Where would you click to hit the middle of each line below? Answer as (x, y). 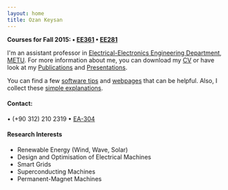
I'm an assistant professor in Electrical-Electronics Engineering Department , (114, 53)
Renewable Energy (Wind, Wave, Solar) (72, 150)
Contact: (20, 104)
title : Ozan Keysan (35, 20)
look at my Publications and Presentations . (67, 67)
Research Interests (35, 134)
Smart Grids (34, 164)
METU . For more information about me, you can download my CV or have (111, 60)
